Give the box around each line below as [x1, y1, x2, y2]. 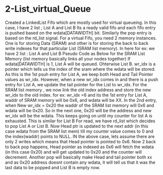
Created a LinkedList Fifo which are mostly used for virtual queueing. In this [5, 19, 157, 25]
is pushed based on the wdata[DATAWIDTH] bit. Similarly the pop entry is [5, 30, 152, 36]
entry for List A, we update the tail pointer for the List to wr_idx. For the [5, 81, 147, 87]
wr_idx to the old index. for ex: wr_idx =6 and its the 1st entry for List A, [5, 92, 147, 98]
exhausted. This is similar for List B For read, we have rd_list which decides [5, 118, 156, 124]
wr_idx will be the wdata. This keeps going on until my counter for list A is [5, 113, 152, 118]
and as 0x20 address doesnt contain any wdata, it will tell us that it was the [5, 159, 156, 165]
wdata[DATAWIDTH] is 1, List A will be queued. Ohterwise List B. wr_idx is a [5, 61, 156, 67]
